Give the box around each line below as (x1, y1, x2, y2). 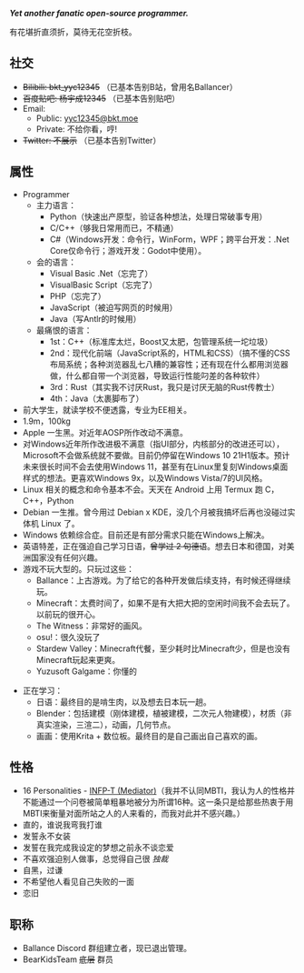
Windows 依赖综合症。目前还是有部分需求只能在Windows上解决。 (22, 529, 270, 540)
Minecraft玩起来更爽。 (35, 654, 121, 665)
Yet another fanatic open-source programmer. (9, 8, 189, 18)
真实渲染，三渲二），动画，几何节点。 (35, 718, 176, 730)
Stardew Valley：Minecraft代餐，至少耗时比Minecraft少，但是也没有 (35, 643, 291, 654)
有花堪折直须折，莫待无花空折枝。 (9, 26, 137, 37)
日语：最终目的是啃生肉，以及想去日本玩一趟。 (35, 696, 211, 707)
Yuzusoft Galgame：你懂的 (35, 666, 138, 677)
